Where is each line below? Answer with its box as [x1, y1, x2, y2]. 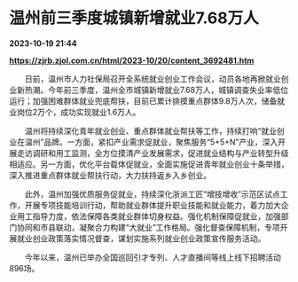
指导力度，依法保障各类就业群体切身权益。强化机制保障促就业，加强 [32, 210, 281, 222]
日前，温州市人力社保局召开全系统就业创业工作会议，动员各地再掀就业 [24, 73, 281, 84]
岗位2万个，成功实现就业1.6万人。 [16, 106, 141, 117]
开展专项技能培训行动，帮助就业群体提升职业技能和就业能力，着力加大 [24, 200, 281, 210]
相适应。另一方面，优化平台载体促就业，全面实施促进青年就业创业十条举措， [9, 159, 289, 169]
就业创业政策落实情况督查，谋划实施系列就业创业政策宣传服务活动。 [16, 232, 266, 244]
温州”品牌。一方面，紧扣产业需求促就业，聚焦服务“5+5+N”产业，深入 [24, 137, 278, 147]
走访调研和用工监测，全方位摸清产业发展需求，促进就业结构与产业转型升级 [16, 147, 289, 158]
